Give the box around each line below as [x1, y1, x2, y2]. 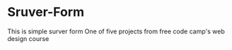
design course [7, 34, 50, 42]
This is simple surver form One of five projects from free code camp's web [7, 27, 225, 35]
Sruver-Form [7, 4, 85, 20]
